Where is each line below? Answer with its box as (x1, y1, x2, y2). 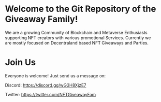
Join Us (5, 57, 36, 68)
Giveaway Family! (5, 14, 78, 25)
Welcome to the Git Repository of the (5, 3, 156, 15)
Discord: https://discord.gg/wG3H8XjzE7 (5, 82, 87, 88)
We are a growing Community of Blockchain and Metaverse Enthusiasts (5, 29, 147, 35)
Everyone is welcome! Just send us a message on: (5, 73, 106, 78)
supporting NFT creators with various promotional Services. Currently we (5, 35, 151, 41)
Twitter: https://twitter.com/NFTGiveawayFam (5, 91, 96, 97)
